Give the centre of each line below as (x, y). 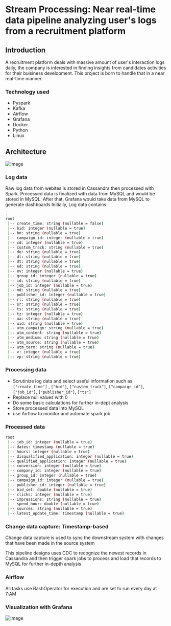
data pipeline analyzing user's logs (81, 20)
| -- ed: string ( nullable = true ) (44, 266)
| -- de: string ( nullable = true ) (44, 252)
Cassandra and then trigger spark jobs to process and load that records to (83, 558)
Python (20, 130)
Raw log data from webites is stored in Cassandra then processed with (80, 188)
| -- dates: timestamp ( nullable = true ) (51, 447)
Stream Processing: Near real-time (81, 9)
